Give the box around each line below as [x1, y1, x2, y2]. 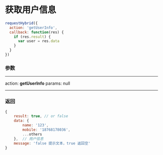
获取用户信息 [5, 4, 57, 15]
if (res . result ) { [14, 34, 51, 39]
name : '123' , [22, 123, 49, 128]
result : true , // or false [14, 114, 68, 119]
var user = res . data [17, 39, 60, 44]
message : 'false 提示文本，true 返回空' [14, 141, 91, 146]
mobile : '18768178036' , [22, 127, 70, 132]
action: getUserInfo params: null [5, 80, 70, 86]
